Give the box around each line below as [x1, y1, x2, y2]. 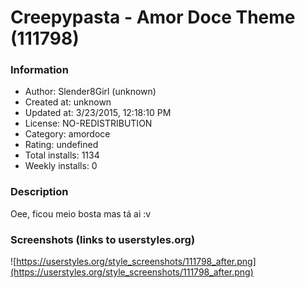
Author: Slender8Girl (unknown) [24, 86, 157, 98]
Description [10, 185, 69, 199]
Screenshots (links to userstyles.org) [10, 232, 196, 246]
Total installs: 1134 [24, 149, 100, 161]
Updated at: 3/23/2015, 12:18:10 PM [24, 107, 172, 119]
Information [10, 63, 69, 77]
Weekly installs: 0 [24, 160, 98, 172]
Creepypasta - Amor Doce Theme [10, 6, 296, 29]
